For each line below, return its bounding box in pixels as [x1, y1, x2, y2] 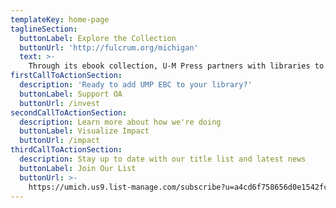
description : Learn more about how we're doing [19, 117, 222, 127]
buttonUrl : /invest [19, 98, 101, 108]
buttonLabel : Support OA [19, 89, 123, 99]
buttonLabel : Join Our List [19, 163, 137, 173]
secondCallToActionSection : [10, 107, 128, 118]
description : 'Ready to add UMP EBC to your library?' [19, 80, 253, 90]
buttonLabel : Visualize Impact [19, 126, 150, 136]
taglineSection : [10, 24, 78, 34]
